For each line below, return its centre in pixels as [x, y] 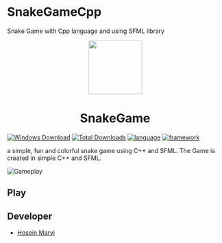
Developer [30, 216]
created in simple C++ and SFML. [54, 158]
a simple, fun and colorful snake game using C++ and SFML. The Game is [111, 150]
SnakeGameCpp [54, 12]
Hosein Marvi [36, 233]
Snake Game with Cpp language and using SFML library [86, 31]
